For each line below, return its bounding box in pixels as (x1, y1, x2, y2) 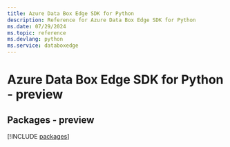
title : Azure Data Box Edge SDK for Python (7, 10, 135, 17)
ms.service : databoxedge (7, 42, 79, 49)
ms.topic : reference (7, 29, 67, 37)
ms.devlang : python (7, 36, 64, 43)
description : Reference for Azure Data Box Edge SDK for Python (7, 17, 196, 23)
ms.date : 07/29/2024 (7, 23, 67, 30)
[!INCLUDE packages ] (7, 133, 70, 140)
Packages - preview (7, 114, 95, 126)
